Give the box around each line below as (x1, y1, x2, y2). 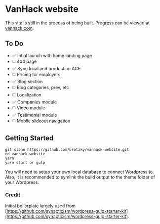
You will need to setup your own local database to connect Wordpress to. (5, 169, 154, 175)
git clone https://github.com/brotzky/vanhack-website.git (5, 147, 129, 152)
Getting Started (5, 134, 54, 142)
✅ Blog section (12, 78, 43, 85)
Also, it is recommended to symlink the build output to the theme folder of (5, 174, 156, 180)
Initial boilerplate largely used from (5, 203, 76, 209)
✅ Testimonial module (12, 112, 57, 118)
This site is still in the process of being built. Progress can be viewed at (5, 20, 150, 26)
